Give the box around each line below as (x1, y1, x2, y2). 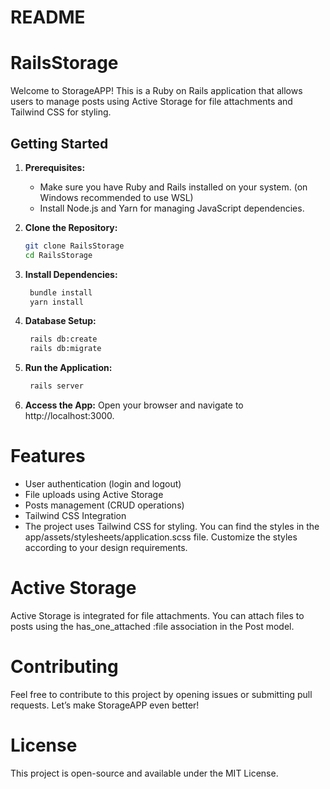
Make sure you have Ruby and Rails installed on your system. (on (39, 181, 308, 193)
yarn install (29, 297, 84, 307)
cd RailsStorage (24, 250, 93, 260)
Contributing (10, 656, 119, 678)
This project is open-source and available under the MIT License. (10, 767, 279, 779)
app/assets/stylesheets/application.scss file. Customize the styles (24, 531, 298, 543)
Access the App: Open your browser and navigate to (24, 399, 244, 411)
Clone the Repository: (24, 221, 118, 233)
